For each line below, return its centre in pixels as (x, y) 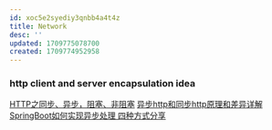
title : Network (38, 26)
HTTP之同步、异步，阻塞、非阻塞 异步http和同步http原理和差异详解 (136, 105)
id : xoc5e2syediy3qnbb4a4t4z (65, 18)
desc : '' (26, 35)
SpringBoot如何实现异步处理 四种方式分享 (88, 115)
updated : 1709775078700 (55, 43)
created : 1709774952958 (55, 52)
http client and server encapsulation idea (103, 84)
